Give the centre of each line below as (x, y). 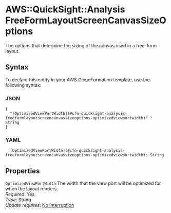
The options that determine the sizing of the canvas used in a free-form (81, 45)
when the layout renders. (32, 189)
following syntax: (23, 85)
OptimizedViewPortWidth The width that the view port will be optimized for (83, 183)
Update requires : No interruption (40, 205)
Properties (23, 171)
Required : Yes (20, 194)
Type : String (18, 200)
